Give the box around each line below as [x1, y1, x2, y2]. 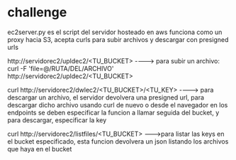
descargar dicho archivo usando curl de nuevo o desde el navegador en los [7, 100, 228, 109]
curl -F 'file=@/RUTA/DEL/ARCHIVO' [7, 64, 114, 73]
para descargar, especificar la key [7, 115, 107, 124]
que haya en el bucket [7, 144, 72, 153]
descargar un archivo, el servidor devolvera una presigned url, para [7, 93, 204, 102]
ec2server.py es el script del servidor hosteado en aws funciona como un [7, 28, 223, 36]
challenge [7, 4, 67, 21]
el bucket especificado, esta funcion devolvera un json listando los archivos [7, 137, 229, 146]
